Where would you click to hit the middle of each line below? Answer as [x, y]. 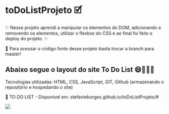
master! [13, 54]
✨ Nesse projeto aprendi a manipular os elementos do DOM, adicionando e [83, 27]
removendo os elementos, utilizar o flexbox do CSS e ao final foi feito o [79, 33]
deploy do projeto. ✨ [27, 38]
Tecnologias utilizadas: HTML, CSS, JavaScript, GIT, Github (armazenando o [84, 82]
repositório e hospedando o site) [39, 87]
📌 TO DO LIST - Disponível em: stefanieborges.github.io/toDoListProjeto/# [82, 97]
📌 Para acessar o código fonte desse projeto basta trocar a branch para [80, 48]
